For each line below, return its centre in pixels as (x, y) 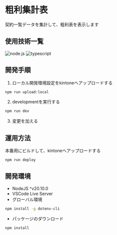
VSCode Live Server (32, 193)
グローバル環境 (27, 199)
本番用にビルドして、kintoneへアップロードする (53, 151)
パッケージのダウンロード (38, 218)
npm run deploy (20, 160)
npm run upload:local (27, 92)
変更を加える (25, 121)
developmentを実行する (36, 102)
